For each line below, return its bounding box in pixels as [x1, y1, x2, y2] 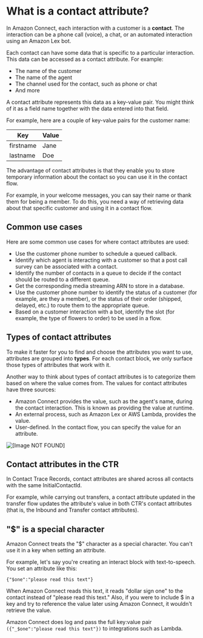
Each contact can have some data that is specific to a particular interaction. [6, 49, 195, 56]
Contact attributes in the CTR [6, 459, 119, 469]
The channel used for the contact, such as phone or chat [15, 80, 158, 87]
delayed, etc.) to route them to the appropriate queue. [15, 301, 150, 309]
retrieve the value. [6, 606, 52, 614]
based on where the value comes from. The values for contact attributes [6, 379, 187, 386]
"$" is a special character [6, 524, 105, 534]
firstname [9, 141, 37, 149]
